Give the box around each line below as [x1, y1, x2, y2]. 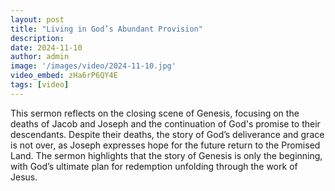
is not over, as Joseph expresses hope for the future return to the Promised [10, 139, 321, 151]
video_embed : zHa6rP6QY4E [10, 71, 118, 81]
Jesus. [10, 171, 38, 183]
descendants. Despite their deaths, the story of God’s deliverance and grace [10, 128, 325, 140]
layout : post [10, 14, 65, 25]
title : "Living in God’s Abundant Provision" [10, 24, 203, 34]
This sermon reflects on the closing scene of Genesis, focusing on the [10, 107, 300, 119]
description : [10, 33, 65, 43]
